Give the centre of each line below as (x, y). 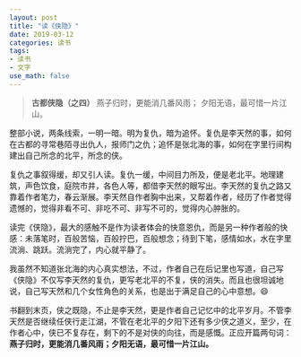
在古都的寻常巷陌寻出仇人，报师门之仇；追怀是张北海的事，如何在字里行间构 (150, 144)
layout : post (34, 17)
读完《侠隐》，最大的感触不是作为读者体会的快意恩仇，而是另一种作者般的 (145, 227)
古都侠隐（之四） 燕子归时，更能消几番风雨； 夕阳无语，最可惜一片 (155, 102)
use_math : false (39, 76)
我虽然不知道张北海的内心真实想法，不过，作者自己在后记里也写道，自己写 (146, 268)
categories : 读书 (40, 43)
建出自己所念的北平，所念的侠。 (68, 155)
